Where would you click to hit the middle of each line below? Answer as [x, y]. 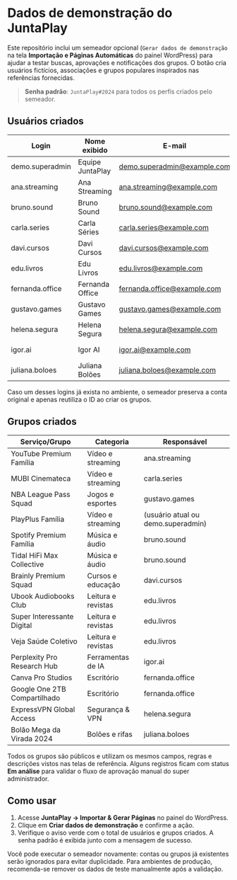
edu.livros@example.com [161, 268]
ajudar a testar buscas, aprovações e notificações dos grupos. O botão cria [117, 62]
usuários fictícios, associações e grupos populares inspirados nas [103, 70]
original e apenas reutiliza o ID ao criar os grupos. [79, 399]
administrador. [28, 778]
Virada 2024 [32, 738]
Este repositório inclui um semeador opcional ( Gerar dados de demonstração [117, 47]
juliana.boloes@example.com [168, 370]
